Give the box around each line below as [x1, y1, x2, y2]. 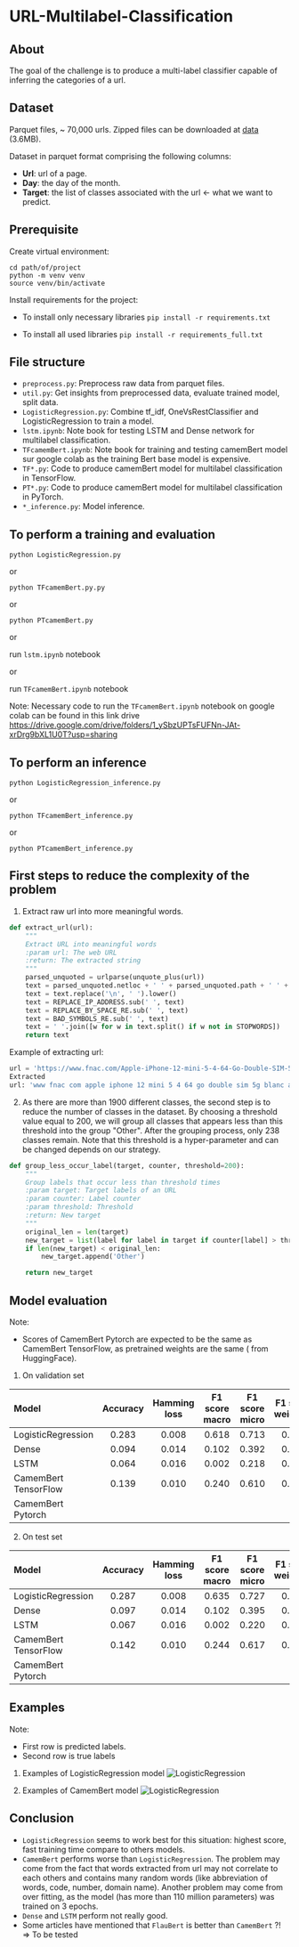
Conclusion [9, 1811, 75, 1826]
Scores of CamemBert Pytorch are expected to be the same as [21, 1334, 253, 1344]
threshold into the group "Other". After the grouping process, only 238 [21, 1124, 280, 1136]
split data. [21, 397, 60, 408]
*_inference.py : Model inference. [21, 501, 145, 512]
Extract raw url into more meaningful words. [21, 905, 184, 916]
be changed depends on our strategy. [21, 1144, 161, 1155]
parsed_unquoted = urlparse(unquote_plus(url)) [25, 973, 205, 982]
